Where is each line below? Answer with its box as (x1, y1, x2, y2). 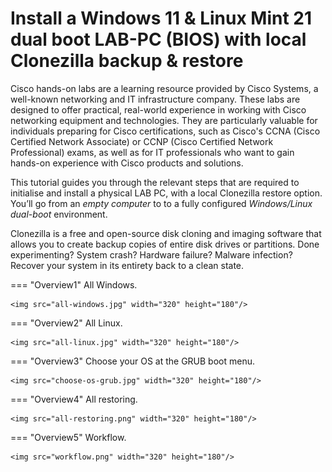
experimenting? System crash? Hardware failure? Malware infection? (10, 248, 293, 261)
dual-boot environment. (10, 208, 108, 220)
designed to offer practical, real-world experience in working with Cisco (10, 103, 307, 116)
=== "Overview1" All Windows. (10, 278, 138, 291)
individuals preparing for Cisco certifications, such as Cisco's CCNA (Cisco (10, 125, 321, 137)
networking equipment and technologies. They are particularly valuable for (10, 114, 318, 126)
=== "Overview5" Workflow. (10, 431, 127, 443)
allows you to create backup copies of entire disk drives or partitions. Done (10, 238, 320, 250)
